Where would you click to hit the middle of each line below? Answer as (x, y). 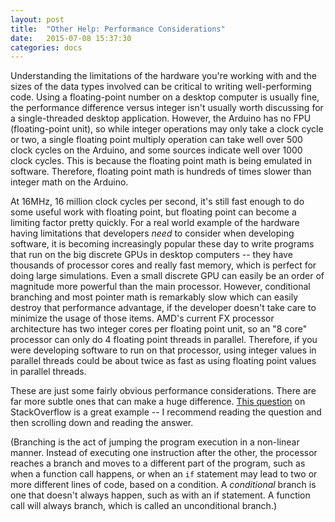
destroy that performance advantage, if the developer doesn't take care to (163, 308)
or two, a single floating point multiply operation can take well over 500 (156, 140)
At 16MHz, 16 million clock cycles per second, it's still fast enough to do (157, 202)
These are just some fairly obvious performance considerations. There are (163, 391)
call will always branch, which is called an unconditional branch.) (144, 506)
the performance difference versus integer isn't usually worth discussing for (167, 108)
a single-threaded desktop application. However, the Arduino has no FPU (161, 118)
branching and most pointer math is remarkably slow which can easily (154, 297)
